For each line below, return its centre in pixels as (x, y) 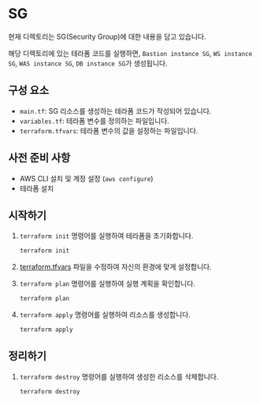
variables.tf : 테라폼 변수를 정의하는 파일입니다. (94, 121)
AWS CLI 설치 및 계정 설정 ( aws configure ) (86, 178)
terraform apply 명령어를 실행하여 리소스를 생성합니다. (105, 315)
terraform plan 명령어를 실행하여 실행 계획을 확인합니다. (107, 284)
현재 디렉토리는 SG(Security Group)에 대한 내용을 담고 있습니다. (107, 36)
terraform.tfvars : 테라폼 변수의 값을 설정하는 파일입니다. (109, 130)
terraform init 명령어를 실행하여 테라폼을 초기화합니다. (106, 236)
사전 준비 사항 (39, 158)
